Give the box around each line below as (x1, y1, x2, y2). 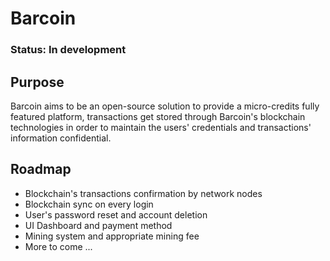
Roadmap (10, 161, 72, 178)
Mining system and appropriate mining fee (24, 230, 200, 242)
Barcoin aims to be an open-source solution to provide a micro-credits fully (10, 100, 320, 112)
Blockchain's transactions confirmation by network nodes (24, 187, 263, 199)
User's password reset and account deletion (24, 208, 208, 221)
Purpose (10, 73, 65, 91)
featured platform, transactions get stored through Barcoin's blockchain (10, 110, 306, 122)
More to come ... (24, 240, 93, 252)
